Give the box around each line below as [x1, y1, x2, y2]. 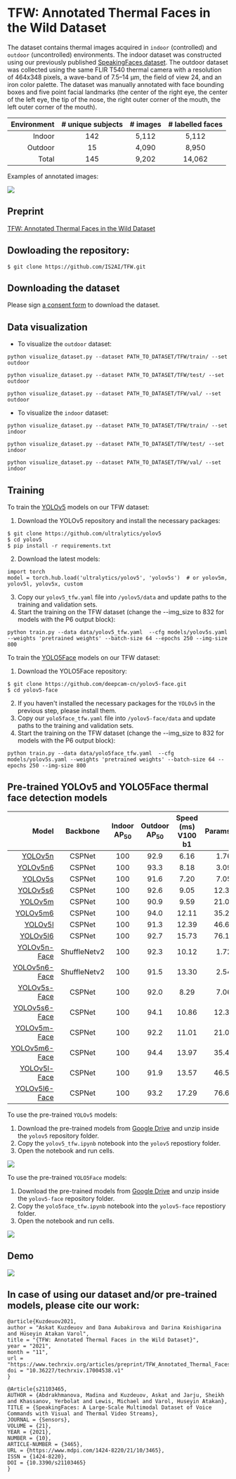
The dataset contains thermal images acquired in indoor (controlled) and [7, 43, 218, 51]
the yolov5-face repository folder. [17, 1194, 115, 1202]
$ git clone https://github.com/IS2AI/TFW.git [7, 263, 146, 270]
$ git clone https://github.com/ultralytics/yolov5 [7, 530, 162, 537]
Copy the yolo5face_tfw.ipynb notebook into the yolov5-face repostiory [17, 1202, 226, 1210]
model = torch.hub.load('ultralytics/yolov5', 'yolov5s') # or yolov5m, [7, 574, 228, 581]
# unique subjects [61, 119, 123, 129]
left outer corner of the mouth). [7, 102, 98, 111]
